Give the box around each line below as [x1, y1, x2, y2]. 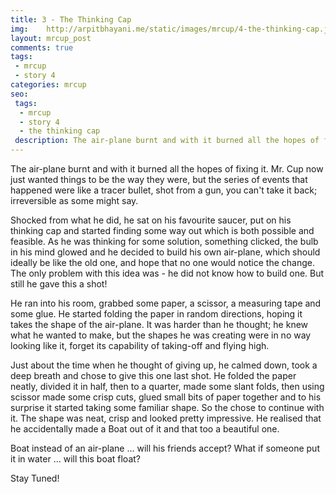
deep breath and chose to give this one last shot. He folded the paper [10, 370, 297, 381]
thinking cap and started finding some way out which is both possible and [10, 225, 315, 236]
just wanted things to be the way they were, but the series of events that [10, 174, 308, 185]
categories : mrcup [10, 80, 87, 90]
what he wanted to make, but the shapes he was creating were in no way [10, 329, 312, 341]
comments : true [10, 42, 74, 53]
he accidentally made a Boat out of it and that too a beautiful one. [10, 423, 280, 435]
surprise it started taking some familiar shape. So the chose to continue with [10, 402, 325, 413]
